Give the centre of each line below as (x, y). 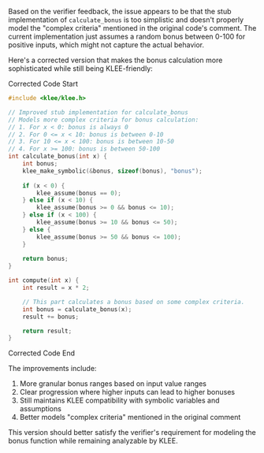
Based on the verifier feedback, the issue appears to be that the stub (120, 11)
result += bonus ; (51, 317)
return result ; (47, 331)
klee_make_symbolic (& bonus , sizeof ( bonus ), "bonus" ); (112, 171)
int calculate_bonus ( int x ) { (58, 157)
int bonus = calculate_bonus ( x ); (77, 309)
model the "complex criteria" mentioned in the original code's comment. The (132, 28)
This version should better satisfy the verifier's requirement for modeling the (132, 433)
